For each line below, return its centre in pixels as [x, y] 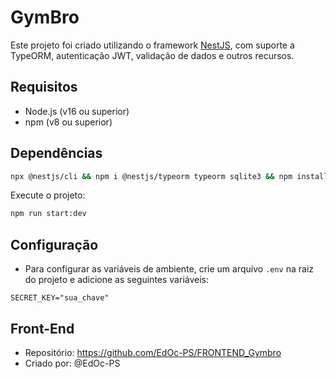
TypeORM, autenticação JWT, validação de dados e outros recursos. [152, 55]
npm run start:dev [48, 214]
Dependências [56, 153]
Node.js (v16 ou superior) [77, 111]
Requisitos [44, 87]
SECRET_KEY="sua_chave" [60, 298]
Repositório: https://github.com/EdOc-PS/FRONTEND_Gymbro [153, 352]
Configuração [54, 244]
